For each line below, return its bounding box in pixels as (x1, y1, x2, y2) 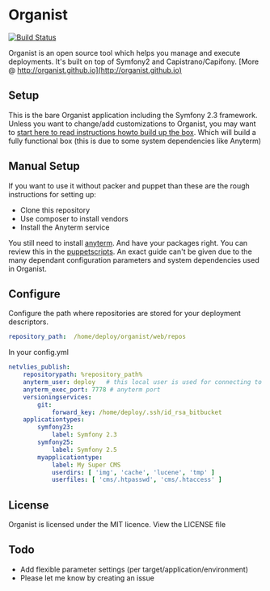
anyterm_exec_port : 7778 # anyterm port (23, 386, 161, 394)
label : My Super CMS (51, 461, 121, 469)
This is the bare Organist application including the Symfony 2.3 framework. (8, 110, 258, 120)
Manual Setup (8, 159, 81, 173)
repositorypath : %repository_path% (23, 370, 143, 379)
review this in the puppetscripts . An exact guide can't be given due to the (8, 247, 252, 256)
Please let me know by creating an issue (19, 572, 155, 583)
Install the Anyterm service (19, 222, 110, 232)
